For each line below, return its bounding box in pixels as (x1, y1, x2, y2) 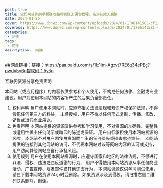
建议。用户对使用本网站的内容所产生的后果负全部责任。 (5, 94, 115, 100)
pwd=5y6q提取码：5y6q (5, 68, 54, 73)
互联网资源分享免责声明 (5, 78, 52, 84)
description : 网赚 (5, 48, 43, 52)
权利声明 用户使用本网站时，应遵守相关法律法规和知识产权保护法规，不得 (12, 105, 158, 111)
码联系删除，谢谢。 (12, 178, 51, 184)
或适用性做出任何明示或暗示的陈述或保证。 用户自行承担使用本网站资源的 (12, 129, 158, 135)
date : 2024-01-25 (5, 16, 40, 21)
